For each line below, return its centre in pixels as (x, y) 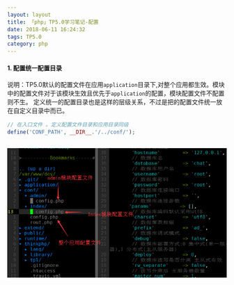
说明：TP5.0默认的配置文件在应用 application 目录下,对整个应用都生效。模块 (116, 85)
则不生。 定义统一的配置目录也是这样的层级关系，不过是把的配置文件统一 (112, 102)
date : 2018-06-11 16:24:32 (46, 29)
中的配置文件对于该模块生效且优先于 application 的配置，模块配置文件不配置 (116, 93)
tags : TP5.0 (24, 37)
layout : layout (29, 15)
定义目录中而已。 (44, 111)
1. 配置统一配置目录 (35, 68)
